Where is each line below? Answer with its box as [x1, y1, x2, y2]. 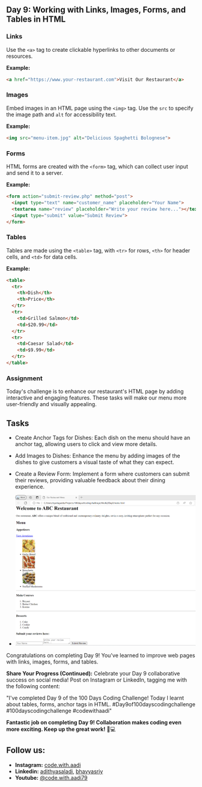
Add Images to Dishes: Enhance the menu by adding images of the [14, 452, 180, 460]
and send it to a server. [6, 169, 63, 177]
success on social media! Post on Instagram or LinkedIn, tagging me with [6, 676, 188, 683]
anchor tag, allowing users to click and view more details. [14, 441, 158, 448]
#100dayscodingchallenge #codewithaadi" [6, 707, 112, 715]
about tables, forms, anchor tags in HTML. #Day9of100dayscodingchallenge [6, 701, 195, 708]
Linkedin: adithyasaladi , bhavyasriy [14, 768, 103, 775]
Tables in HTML [6, 14, 66, 25]
